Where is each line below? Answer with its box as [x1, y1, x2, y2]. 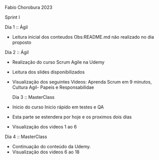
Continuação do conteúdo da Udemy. [12, 144, 91, 149]
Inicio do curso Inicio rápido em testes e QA [12, 104, 104, 110]
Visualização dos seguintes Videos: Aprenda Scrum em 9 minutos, [12, 79, 152, 85]
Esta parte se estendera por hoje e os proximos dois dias [12, 114, 132, 120]
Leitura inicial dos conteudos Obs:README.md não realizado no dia [12, 34, 154, 40]
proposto [12, 39, 32, 45]
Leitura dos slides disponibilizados [12, 69, 85, 75]
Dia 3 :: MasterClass [12, 94, 55, 100]
